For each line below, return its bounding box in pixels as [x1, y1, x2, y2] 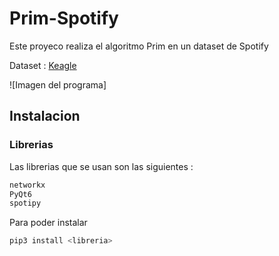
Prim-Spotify [9, 7, 119, 30]
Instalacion [9, 108, 81, 125]
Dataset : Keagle [9, 59, 77, 71]
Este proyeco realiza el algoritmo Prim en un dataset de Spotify [9, 40, 269, 52]
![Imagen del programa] [9, 78, 107, 91]
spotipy [9, 198, 42, 209]
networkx [9, 180, 46, 190]
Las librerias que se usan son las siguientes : [9, 160, 194, 172]
